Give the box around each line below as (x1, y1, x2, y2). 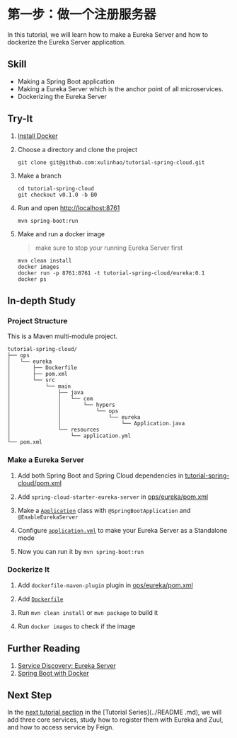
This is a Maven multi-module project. (7, 332, 118, 340)
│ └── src (7, 376, 55, 384)
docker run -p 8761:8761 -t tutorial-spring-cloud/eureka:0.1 (17, 270, 205, 277)
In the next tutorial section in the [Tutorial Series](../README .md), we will (7, 708, 221, 717)
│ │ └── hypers (7, 401, 115, 409)
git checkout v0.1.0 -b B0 (17, 191, 98, 198)
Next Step (7, 689, 52, 701)
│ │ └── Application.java (7, 420, 185, 427)
